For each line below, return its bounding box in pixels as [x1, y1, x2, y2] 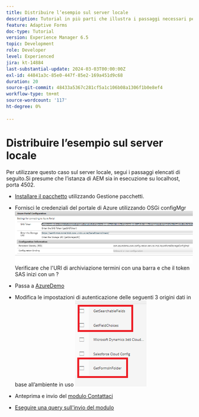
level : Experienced [6, 53, 54, 59]
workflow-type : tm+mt [6, 91, 60, 97]
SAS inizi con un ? [14, 270, 59, 277]
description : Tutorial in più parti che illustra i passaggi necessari [6, 15, 187, 22]
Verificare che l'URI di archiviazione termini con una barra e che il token [14, 264, 190, 271]
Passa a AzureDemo [14, 282, 65, 289]
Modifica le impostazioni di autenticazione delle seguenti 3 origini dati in [14, 293, 191, 301]
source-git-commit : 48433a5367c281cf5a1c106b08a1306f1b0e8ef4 [6, 85, 163, 91]
